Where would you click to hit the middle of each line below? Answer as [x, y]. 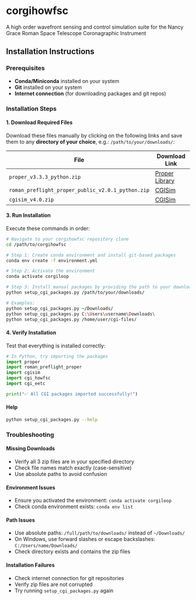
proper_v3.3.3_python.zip [45, 177]
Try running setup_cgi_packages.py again [64, 590]
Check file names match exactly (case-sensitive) [73, 468]
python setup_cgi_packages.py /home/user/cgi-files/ [71, 319]
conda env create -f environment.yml [52, 261]
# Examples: [20, 303]
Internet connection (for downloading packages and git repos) [90, 93]
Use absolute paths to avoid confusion [61, 474]
